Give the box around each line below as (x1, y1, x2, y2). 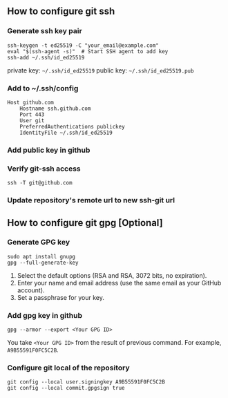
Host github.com (7, 99, 54, 106)
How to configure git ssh (7, 6, 115, 17)
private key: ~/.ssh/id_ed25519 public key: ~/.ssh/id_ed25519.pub (7, 66, 194, 75)
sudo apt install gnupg (7, 253, 76, 260)
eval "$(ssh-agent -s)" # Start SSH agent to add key (7, 48, 169, 55)
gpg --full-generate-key (7, 259, 79, 266)
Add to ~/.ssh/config (7, 83, 79, 93)
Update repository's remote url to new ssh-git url (7, 196, 175, 205)
